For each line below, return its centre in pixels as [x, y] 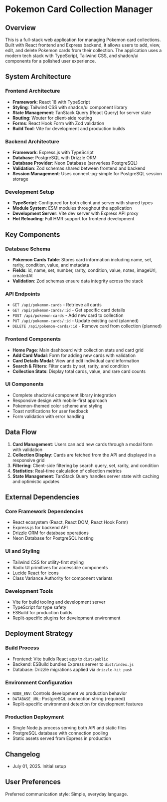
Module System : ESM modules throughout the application [72, 208]
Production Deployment [35, 717]
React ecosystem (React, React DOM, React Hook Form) [70, 522]
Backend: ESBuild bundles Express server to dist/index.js [73, 664]
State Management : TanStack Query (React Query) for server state [82, 112]
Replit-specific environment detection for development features [78, 704]
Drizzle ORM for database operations [50, 533]
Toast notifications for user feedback [50, 411]
